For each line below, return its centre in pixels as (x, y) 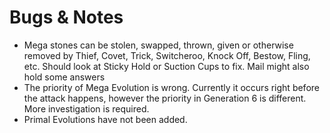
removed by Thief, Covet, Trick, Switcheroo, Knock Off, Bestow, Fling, (167, 55)
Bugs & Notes (66, 17)
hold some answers (64, 77)
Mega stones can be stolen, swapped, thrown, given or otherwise (158, 45)
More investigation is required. (86, 108)
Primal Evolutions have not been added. (105, 119)
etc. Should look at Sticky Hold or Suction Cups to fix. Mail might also (166, 66)
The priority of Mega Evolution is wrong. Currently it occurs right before (171, 87)
